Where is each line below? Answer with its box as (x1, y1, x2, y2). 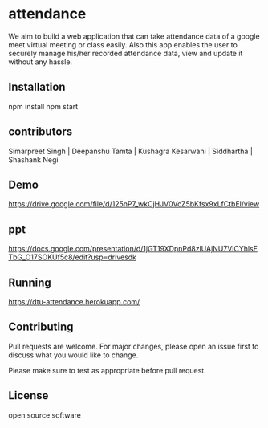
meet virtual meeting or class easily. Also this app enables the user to (8, 39, 238, 49)
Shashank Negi (8, 154, 59, 165)
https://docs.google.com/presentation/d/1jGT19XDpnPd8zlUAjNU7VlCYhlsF (8, 244, 258, 254)
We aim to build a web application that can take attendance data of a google (8, 31, 260, 41)
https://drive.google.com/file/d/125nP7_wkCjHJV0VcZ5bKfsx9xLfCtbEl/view (8, 199, 260, 209)
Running (8, 275, 52, 289)
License (8, 389, 49, 402)
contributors (8, 125, 73, 139)
